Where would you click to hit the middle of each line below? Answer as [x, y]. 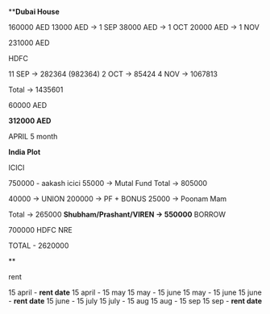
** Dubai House [34, 12]
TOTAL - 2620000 [39, 246]
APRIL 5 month [33, 136]
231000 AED [29, 43]
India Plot [25, 152]
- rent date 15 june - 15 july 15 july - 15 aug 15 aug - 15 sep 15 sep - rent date [135, 301]
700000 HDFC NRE [40, 230]
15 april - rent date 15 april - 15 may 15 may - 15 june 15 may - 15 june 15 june [135, 292]
